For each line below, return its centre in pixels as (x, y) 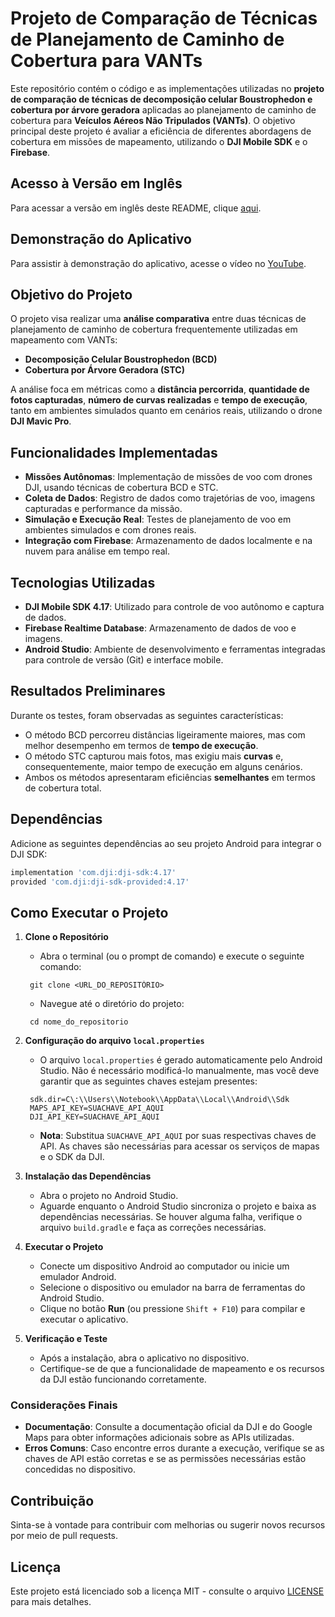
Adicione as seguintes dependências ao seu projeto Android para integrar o (166, 843)
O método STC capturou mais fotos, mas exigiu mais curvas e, (154, 756)
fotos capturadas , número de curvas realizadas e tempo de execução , (159, 400)
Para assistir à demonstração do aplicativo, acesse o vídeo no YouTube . (158, 263)
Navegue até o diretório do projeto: (112, 1004)
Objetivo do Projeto (71, 294)
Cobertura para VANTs (106, 61)
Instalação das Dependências (88, 1176)
